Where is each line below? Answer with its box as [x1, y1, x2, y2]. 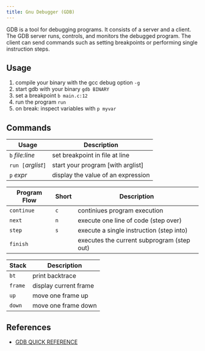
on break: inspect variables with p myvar [15, 105, 117, 112]
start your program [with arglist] [51, 161, 144, 170]
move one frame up [32, 291, 88, 300]
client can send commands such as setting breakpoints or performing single [6, 38, 198, 46]
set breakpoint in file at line [51, 151, 130, 159]
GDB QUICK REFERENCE [15, 338, 78, 346]
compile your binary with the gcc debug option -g [15, 79, 140, 86]
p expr [9, 171, 27, 179]
